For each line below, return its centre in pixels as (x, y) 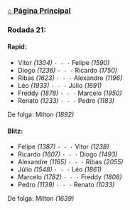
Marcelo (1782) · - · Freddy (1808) (70, 177)
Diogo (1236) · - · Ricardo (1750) (67, 71)
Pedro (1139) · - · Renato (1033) (66, 185)
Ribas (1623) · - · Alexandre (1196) (70, 78)
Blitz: (15, 131)
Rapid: (17, 47)
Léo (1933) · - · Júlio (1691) (60, 86)
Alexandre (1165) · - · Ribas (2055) (70, 162)
